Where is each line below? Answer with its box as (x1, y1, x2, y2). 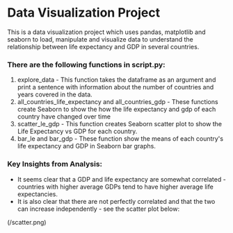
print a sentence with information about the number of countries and (17, 83, 214, 92)
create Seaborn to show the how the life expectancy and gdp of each (17, 105, 216, 114)
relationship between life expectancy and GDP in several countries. (7, 42, 200, 51)
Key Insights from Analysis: (7, 159, 103, 169)
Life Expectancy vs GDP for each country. (17, 127, 138, 136)
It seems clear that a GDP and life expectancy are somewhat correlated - (17, 175, 226, 183)
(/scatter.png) (7, 218, 47, 226)
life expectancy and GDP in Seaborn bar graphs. (17, 142, 156, 150)
